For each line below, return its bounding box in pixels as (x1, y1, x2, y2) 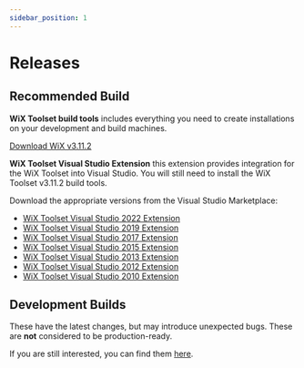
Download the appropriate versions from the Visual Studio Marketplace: (9, 195, 279, 206)
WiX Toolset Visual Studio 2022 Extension (22, 212, 180, 223)
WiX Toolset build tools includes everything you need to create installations (9, 113, 295, 124)
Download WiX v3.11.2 (9, 140, 92, 151)
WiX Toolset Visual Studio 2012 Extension (22, 261, 179, 271)
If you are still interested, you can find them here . (9, 348, 194, 360)
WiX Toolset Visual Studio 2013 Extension (22, 251, 179, 262)
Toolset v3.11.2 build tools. (9, 177, 107, 188)
